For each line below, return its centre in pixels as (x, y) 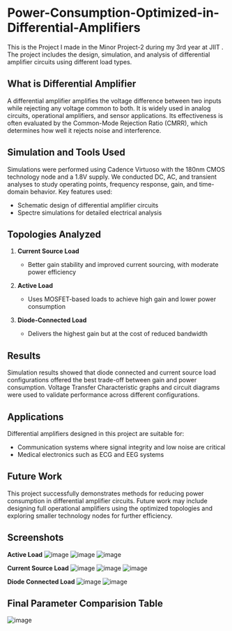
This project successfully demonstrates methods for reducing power (106, 493)
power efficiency (52, 272)
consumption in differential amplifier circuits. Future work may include (107, 500)
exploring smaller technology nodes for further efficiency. (90, 516)
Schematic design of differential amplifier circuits (88, 205)
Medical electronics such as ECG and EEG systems (91, 455)
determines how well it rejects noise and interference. (84, 130)
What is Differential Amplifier (72, 84)
